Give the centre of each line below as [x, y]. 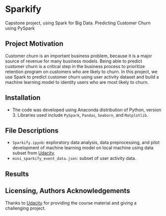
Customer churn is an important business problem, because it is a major [79, 56]
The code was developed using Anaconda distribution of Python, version [87, 110]
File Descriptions [32, 130]
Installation [23, 98]
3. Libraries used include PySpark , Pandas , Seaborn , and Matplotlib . [80, 115]
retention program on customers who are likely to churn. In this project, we [81, 72]
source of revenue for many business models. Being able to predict [74, 61]
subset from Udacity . [34, 153]
